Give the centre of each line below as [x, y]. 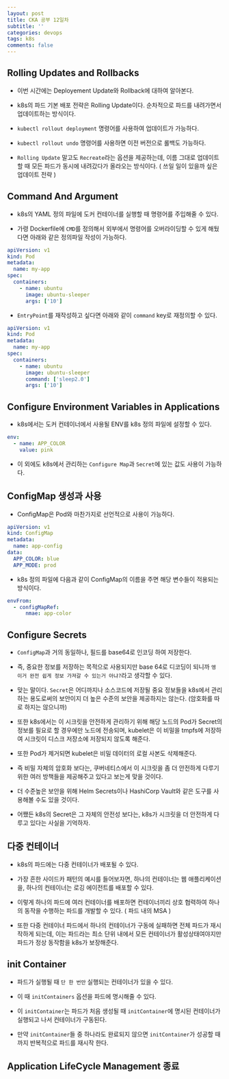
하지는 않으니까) [45, 707]
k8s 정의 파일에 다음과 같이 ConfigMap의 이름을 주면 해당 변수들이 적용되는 [118, 579]
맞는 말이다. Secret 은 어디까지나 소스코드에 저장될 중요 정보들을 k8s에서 [113, 690]
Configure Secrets [47, 635]
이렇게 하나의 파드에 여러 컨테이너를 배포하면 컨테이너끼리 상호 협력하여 [112, 902]
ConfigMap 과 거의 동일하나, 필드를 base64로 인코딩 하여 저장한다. [104, 652]
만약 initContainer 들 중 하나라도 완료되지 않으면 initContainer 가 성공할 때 [119, 1034]
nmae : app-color [48, 614]
